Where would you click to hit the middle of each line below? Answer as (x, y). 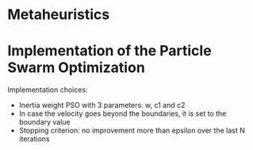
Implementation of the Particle (109, 51)
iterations (34, 139)
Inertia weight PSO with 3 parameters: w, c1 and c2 (102, 106)
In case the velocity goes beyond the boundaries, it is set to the (123, 113)
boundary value (44, 122)
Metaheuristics (59, 15)
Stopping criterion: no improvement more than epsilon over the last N (132, 131)
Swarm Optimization (77, 68)
